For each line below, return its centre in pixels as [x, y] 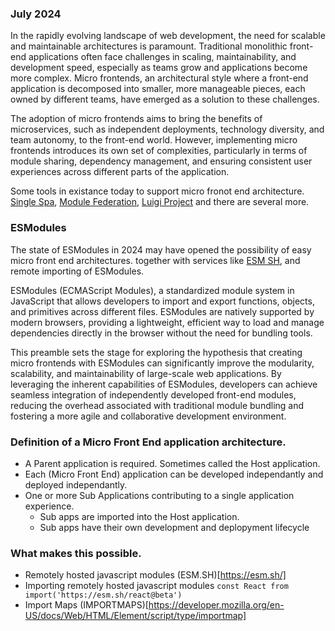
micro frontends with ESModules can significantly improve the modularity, [162, 363]
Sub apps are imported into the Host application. [139, 516]
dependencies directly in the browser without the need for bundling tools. [161, 333]
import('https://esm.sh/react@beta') [103, 595]
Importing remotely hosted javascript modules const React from [156, 586]
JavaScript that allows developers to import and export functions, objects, [162, 301]
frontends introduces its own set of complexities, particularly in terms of [159, 151]
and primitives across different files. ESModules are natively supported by [162, 311]
